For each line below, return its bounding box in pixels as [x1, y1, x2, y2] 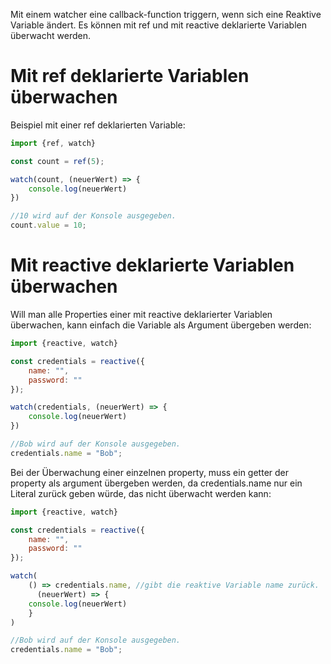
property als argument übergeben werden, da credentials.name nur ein [10, 477, 303, 489]
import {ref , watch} [10, 138, 97, 148]
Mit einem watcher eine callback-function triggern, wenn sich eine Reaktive [10, 9, 322, 20]
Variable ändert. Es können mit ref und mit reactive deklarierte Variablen [10, 19, 307, 31]
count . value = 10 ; [10, 220, 87, 231]
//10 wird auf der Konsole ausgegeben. [10, 211, 177, 221]
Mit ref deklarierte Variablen [10, 65, 250, 88]
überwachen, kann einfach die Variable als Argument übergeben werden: [10, 319, 312, 331]
